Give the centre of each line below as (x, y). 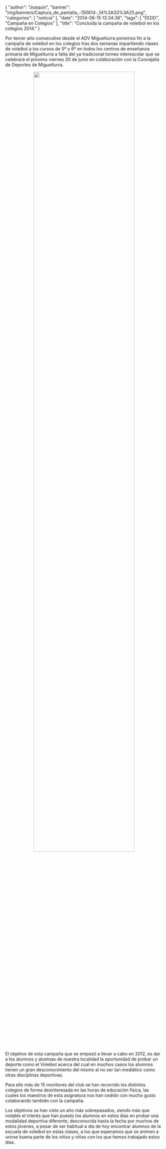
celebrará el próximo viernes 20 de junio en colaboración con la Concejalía (82, 59)
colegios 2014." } (22, 28)
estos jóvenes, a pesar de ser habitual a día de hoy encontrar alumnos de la (83, 1126)
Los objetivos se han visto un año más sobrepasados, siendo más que (77, 1110)
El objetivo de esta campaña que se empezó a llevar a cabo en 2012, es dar (83, 1054)
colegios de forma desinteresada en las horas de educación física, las (77, 1090)
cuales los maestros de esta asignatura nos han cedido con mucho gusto (80, 1095)
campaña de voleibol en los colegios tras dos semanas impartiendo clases (82, 43)
